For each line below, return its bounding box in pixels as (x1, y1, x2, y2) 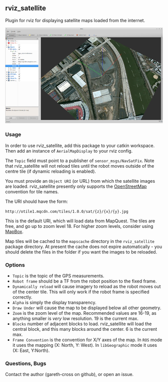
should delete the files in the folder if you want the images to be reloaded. (5, 248, 157, 255)
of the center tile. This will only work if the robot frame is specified (12, 289, 149, 295)
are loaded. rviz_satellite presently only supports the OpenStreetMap (5, 183, 147, 189)
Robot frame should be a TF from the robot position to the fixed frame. (12, 278, 157, 284)
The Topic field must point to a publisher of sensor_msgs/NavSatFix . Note (5, 158, 154, 164)
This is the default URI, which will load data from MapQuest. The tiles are (5, 218, 155, 224)
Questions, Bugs (5, 360, 46, 367)
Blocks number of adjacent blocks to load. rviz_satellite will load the (12, 321, 152, 327)
